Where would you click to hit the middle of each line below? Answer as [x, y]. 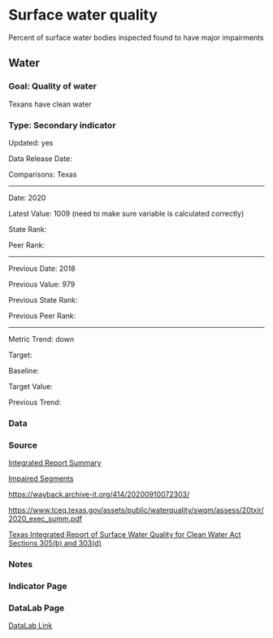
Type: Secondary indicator [62, 125]
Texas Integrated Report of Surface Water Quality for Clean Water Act [125, 535]
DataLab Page [37, 608]
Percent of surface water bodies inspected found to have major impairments [136, 37]
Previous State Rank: [43, 299]
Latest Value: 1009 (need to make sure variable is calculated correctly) [126, 213]
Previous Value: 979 [42, 284]
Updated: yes [31, 142]
